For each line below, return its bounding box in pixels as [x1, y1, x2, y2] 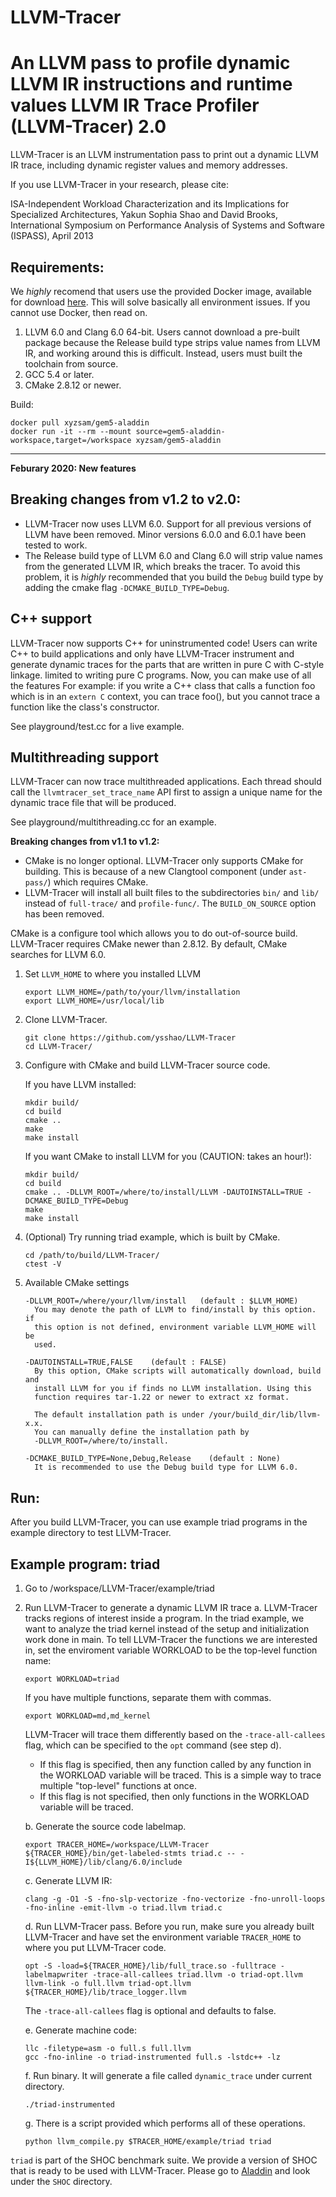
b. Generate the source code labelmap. [24, 1821, 187, 1832]
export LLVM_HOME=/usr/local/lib [24, 996, 165, 1006]
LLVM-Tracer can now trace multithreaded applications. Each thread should [10, 776, 322, 788]
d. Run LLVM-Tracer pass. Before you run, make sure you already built [24, 1921, 315, 1932]
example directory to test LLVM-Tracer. [10, 1527, 172, 1539]
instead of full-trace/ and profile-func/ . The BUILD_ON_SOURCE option [24, 897, 317, 910]
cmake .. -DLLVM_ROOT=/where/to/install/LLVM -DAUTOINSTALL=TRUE [24, 1187, 303, 1198]
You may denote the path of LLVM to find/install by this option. [34, 1305, 317, 1315]
